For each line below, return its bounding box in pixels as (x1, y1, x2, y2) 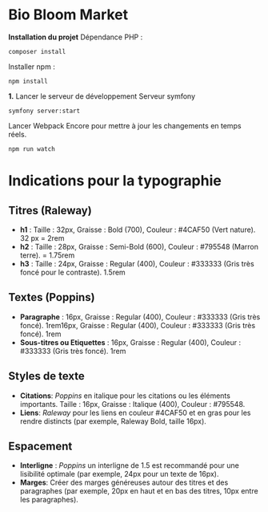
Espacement (8, 439, 73, 453)
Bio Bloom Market (8, 6, 129, 24)
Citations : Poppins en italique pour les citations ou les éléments (19, 391, 230, 400)
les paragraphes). (19, 495, 78, 505)
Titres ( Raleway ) (8, 203, 92, 217)
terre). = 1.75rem (19, 250, 75, 260)
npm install (8, 77, 48, 85)
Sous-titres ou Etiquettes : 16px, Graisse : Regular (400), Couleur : (19, 337, 242, 347)
